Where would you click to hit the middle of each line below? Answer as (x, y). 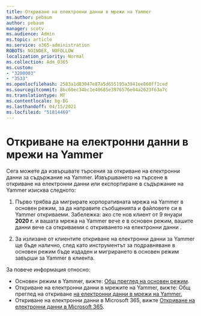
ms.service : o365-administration (48, 46)
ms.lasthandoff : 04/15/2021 (41, 106)
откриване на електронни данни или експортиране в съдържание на (95, 184)
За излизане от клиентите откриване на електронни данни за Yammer (105, 239)
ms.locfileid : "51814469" (38, 112)
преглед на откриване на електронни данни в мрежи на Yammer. (98, 294)
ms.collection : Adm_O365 (37, 62)
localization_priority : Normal (45, 56)
